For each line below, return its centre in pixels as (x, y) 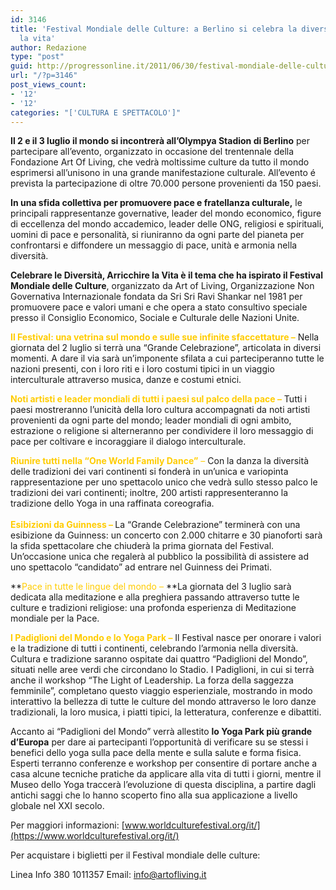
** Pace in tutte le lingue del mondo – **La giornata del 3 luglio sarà (151, 587)
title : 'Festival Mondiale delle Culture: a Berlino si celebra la (154, 29)
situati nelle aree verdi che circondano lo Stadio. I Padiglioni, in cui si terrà (162, 670)
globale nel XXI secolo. (57, 806)
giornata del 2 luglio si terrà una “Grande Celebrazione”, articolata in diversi (166, 348)
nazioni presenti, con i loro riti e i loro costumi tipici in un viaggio (142, 369)
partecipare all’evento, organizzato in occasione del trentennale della (152, 152)
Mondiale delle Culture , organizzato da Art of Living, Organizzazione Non (162, 286)
